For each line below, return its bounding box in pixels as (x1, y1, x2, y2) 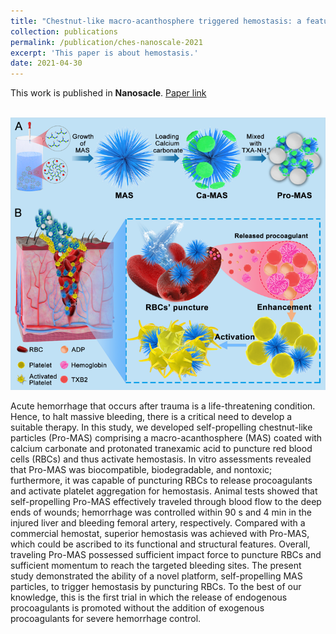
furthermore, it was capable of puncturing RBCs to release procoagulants (10, 474, 313, 486)
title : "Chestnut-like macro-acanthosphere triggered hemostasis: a (10, 16, 302, 26)
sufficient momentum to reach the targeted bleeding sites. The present (10, 559, 302, 571)
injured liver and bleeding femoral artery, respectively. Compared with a (10, 516, 306, 529)
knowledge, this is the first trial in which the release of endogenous (10, 591, 288, 603)
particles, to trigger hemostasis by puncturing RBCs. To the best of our (10, 580, 302, 592)
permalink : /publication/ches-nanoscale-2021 (10, 37, 203, 47)
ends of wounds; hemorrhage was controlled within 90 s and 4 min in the (10, 506, 312, 518)
